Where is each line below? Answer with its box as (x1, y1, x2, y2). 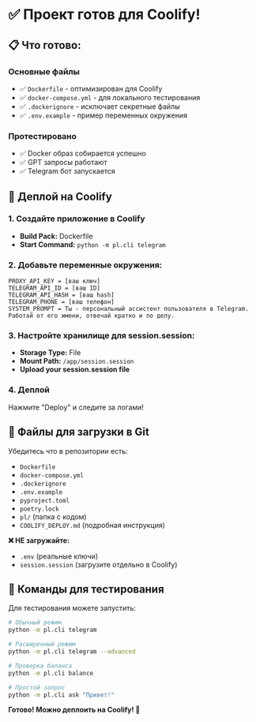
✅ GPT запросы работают (19, 158, 108, 167)
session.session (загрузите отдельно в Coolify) (19, 559, 178, 569)
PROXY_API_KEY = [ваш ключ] (8, 278, 101, 286)
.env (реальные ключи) (19, 551, 99, 561)
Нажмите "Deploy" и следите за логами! (8, 402, 145, 412)
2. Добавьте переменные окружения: (8, 259, 163, 270)
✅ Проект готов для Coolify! (8, 6, 201, 24)
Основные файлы (8, 65, 81, 77)
